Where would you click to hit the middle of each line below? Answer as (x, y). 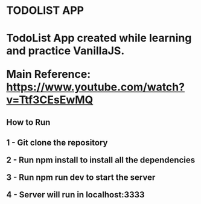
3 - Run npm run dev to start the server (81, 178)
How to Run (28, 122)
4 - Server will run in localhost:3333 (75, 195)
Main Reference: (49, 75)
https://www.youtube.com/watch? (96, 87)
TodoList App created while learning (99, 38)
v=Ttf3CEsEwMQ (50, 100)
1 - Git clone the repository (57, 143)
